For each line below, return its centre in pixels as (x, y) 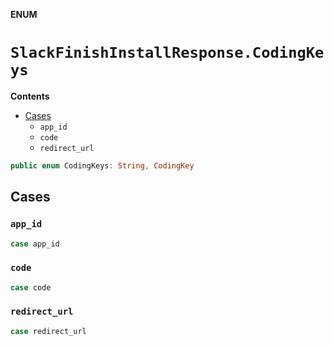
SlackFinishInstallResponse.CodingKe (167, 53)
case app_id (35, 244)
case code (31, 287)
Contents (30, 96)
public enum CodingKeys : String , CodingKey (102, 165)
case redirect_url (48, 331)
